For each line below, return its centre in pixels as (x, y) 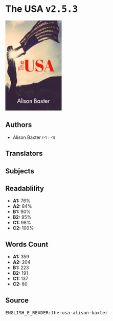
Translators (24, 154)
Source (17, 300)
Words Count (27, 244)
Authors (19, 125)
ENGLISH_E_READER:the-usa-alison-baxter (57, 313)
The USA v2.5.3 (42, 9)
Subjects (20, 171)
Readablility (25, 188)
